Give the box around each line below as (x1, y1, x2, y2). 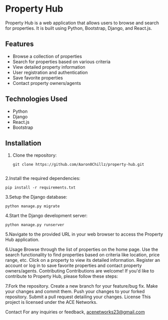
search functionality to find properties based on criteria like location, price (5, 252, 160, 258)
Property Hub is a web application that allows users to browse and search (5, 20, 159, 26)
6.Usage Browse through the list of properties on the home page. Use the (5, 246, 158, 253)
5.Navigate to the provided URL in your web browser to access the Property (5, 231, 163, 238)
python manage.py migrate (5, 204, 60, 209)
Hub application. (5, 237, 39, 243)
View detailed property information (12, 64, 86, 70)
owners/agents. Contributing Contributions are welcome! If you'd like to (5, 268, 154, 274)
